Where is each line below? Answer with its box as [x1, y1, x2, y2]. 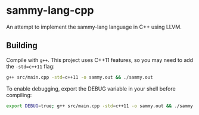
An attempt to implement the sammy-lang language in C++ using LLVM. [6, 23, 182, 30]
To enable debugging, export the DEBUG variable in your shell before [6, 85, 176, 92]
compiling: [6, 91, 32, 98]
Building [6, 41, 38, 51]
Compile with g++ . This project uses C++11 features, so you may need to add [6, 56, 194, 63]
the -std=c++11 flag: [6, 63, 55, 70]
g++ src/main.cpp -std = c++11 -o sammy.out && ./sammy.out [6, 74, 153, 80]
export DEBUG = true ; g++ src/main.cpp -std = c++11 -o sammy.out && [6, 102, 172, 109]
